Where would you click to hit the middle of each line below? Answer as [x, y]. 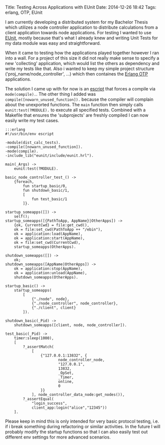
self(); [22, 217]
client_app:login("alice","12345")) [69, 408]
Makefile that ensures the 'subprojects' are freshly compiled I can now [77, 115]
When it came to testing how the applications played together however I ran [82, 53]
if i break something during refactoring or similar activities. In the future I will [83, 426]
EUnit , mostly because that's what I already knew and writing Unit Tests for [82, 38]
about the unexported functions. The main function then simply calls [74, 105]
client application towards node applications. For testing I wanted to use [78, 33]
